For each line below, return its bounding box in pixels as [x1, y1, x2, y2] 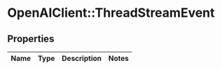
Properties [7, 33, 55, 45]
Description [62, 54, 102, 63]
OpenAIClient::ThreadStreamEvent [7, 5, 215, 21]
